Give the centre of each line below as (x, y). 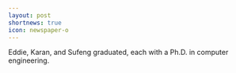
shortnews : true (35, 23)
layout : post (30, 15)
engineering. (29, 60)
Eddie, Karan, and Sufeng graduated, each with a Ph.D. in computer (118, 53)
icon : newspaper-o (38, 30)
